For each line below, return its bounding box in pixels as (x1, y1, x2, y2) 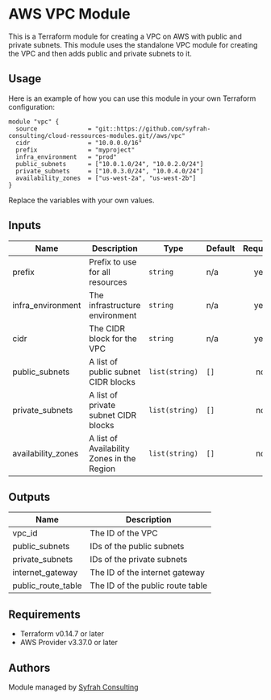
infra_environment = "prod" (15, 152, 117, 161)
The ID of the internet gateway (90, 567, 206, 578)
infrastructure (88, 299, 141, 310)
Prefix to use (88, 256, 137, 267)
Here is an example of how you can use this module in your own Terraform (8, 94, 256, 103)
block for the (88, 332, 137, 344)
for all (88, 266, 110, 277)
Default (206, 243, 236, 254)
